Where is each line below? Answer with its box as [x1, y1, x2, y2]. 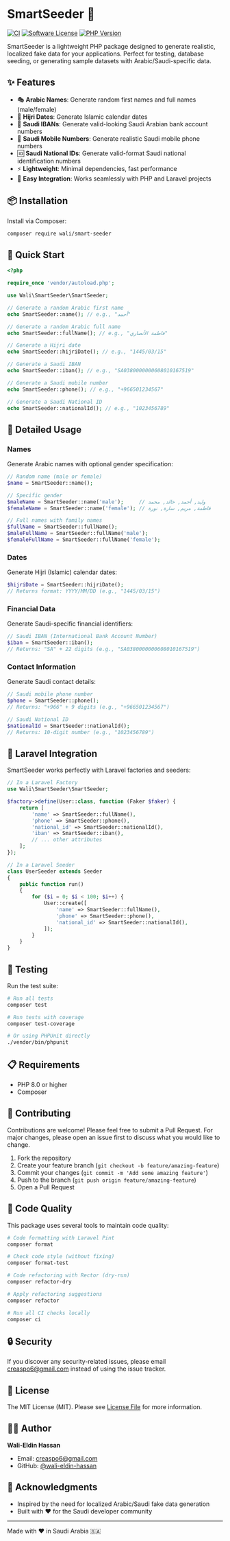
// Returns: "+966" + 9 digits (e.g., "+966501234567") [7, 703, 170, 710]
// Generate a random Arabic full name [7, 323, 121, 330]
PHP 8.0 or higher [16, 1081, 68, 1089]
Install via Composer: [7, 216, 67, 225]
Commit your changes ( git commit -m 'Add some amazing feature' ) [16, 1168, 209, 1176]
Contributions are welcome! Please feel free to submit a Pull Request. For [7, 1126, 214, 1134]
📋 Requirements [7, 1059, 80, 1071]
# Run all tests [7, 995, 53, 1002]
